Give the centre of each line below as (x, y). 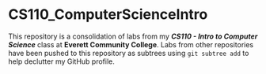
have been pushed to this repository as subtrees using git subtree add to (129, 53)
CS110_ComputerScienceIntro (108, 15)
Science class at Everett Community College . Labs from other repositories (131, 44)
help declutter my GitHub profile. (61, 61)
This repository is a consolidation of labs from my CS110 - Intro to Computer (133, 36)
